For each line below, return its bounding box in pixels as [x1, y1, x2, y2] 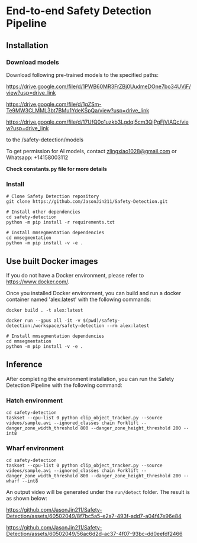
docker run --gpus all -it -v [6, 318, 81, 324]
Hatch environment [6, 396, 63, 405]
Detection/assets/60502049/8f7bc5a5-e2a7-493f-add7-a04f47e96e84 [6, 513, 182, 520]
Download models [6, 58, 59, 66]
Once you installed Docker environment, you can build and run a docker [6, 289, 182, 296]
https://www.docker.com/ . [6, 278, 70, 285]
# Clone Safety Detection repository [6, 193, 99, 199]
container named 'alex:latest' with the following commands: [6, 296, 151, 303]
